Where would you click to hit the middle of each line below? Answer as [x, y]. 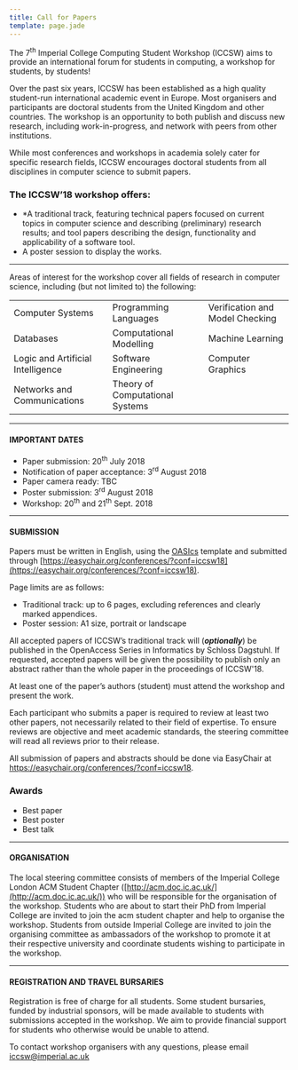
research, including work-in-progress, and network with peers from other [143, 126]
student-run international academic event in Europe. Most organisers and [143, 98]
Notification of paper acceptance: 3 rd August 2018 [114, 471]
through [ [26, 561]
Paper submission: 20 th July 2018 [83, 460]
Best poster [43, 820]
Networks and [43, 390]
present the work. [41, 696]
